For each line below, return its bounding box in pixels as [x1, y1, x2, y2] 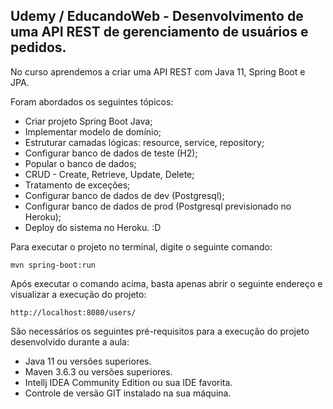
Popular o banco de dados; [24, 157, 137, 169]
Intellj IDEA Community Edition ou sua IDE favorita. [24, 376, 233, 388]
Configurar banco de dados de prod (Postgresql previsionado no [24, 200, 292, 212]
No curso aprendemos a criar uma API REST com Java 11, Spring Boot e [10, 65, 306, 78]
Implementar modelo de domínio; [24, 125, 162, 138]
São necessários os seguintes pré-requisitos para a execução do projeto [10, 325, 310, 337]
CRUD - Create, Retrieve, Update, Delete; [24, 168, 195, 180]
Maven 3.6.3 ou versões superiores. [24, 365, 173, 378]
